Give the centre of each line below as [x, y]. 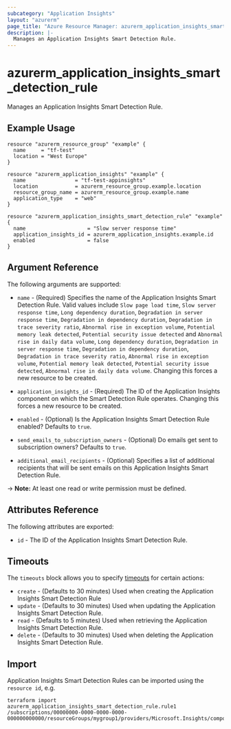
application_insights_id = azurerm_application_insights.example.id [113, 235]
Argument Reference [53, 268]
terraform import [32, 701]
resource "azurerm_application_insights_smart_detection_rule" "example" [115, 216]
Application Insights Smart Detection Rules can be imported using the [106, 681]
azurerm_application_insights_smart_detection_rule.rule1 [92, 707]
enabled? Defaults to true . [54, 426]
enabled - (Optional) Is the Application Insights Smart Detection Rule [113, 419]
